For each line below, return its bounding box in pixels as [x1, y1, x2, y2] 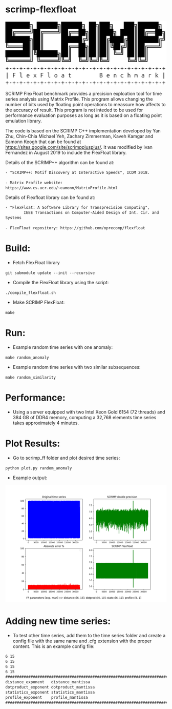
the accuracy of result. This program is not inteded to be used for [5, 107, 143, 113]
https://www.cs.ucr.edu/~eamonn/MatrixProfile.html [5, 185, 118, 190]
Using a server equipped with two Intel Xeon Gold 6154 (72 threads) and [12, 409, 165, 415]
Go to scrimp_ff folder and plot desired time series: [12, 455, 120, 461]
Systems [5, 215, 22, 220]
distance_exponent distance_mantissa [5, 679, 91, 684]
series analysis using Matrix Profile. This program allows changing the [5, 96, 153, 102]
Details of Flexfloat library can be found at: [5, 194, 96, 201]
